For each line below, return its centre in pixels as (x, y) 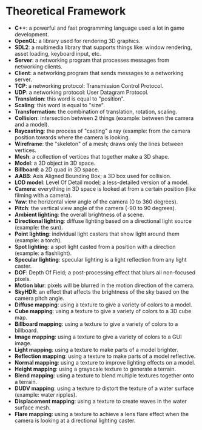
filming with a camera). (43, 195)
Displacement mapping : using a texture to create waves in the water (101, 401)
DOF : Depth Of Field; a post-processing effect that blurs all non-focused (105, 272)
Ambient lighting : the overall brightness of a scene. (79, 214)
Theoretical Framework (66, 11)
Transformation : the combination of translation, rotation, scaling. (96, 111)
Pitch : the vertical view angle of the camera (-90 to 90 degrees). (95, 208)
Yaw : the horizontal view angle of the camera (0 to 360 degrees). (96, 202)
